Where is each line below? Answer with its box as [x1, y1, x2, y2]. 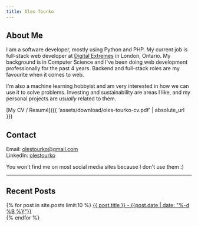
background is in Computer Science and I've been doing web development [6, 58, 188, 65]
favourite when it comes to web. [6, 71, 84, 78]
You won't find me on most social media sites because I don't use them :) [6, 163, 184, 171]
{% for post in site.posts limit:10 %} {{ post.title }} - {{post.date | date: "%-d [6, 202, 190, 209]
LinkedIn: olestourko [6, 152, 56, 159]
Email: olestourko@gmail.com [6, 146, 78, 153]
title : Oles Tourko [6, 8, 54, 15]
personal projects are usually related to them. [6, 95, 117, 102]
